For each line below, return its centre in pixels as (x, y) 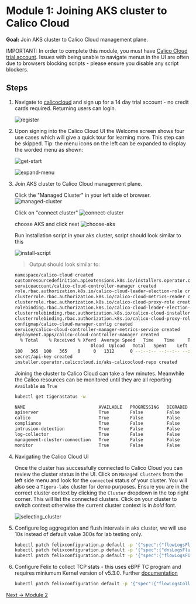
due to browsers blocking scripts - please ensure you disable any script (92, 63)
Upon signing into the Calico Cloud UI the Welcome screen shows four (99, 131)
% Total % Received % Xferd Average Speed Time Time (97, 340)
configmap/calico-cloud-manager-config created (73, 324)
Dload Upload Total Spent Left (139, 346)
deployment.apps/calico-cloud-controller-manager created (87, 335)
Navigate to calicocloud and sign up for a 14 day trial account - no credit (102, 102)
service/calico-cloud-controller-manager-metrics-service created (97, 329)
